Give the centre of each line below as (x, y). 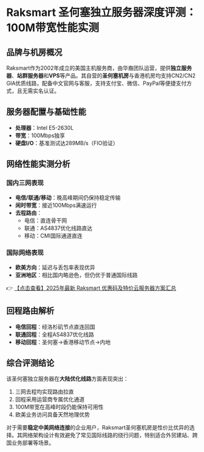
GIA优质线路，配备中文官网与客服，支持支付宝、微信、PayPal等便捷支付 (97, 83)
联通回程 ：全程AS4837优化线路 (54, 334)
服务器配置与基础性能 (46, 112)
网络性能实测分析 (38, 164)
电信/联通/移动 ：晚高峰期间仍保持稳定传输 (68, 197)
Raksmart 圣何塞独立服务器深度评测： (102, 13)
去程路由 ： (29, 213)
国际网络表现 (25, 253)
